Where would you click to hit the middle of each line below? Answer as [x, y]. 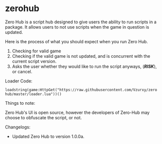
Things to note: [20, 103]
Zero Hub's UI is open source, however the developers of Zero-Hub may [77, 112]
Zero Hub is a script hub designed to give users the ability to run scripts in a [81, 22]
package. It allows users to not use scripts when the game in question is [77, 27]
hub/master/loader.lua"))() [33, 94]
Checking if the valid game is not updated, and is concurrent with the [81, 56]
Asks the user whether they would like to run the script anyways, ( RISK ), [84, 66]
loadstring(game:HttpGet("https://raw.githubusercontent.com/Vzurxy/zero [81, 90]
